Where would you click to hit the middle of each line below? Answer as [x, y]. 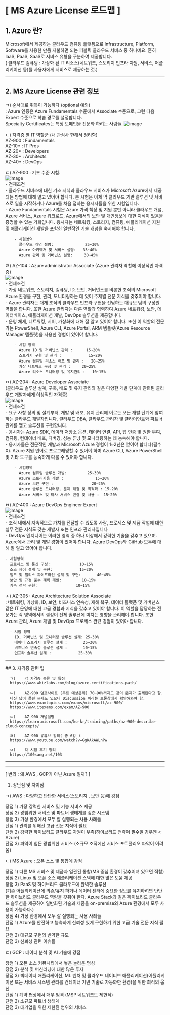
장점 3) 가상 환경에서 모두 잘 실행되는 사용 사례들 [53, 819]
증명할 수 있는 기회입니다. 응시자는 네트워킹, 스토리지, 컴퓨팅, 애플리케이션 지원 [83, 222]
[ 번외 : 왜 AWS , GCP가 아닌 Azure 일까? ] [48, 774]
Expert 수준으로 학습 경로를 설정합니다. [44, 117]
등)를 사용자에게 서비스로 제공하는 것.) [60, 69]
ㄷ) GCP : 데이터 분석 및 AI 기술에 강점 [43, 952]
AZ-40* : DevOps [24, 162]
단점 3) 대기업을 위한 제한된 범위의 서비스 [46, 1007]
